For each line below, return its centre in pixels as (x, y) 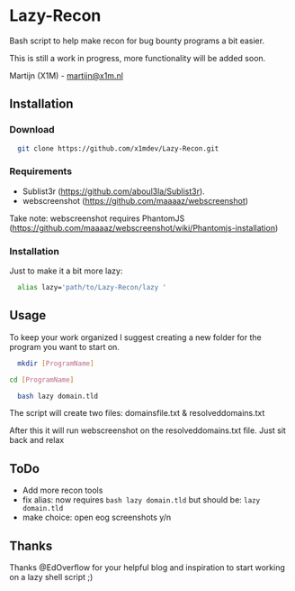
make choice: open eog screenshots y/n (97, 517)
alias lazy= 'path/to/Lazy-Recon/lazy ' (92, 288)
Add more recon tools (63, 490)
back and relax (37, 440)
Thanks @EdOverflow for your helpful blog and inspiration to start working (147, 568)
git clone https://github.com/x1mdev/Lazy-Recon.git (118, 148)
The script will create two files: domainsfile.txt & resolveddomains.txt (137, 413)
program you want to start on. (64, 346)
